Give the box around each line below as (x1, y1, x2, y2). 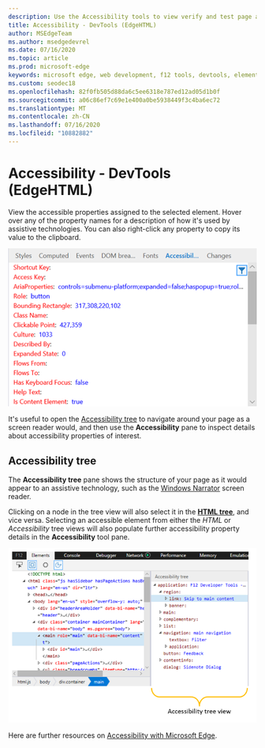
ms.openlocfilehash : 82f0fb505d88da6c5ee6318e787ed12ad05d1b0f (8, 88, 221, 96)
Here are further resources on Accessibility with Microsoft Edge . (8, 731, 218, 740)
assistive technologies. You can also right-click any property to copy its (8, 224, 241, 233)
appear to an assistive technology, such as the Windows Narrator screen (8, 483, 244, 493)
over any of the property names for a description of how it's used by (8, 216, 230, 225)
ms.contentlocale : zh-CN (8, 113, 90, 121)
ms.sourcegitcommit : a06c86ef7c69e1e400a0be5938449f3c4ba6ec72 (8, 96, 221, 104)
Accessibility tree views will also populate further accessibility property (8, 524, 241, 533)
